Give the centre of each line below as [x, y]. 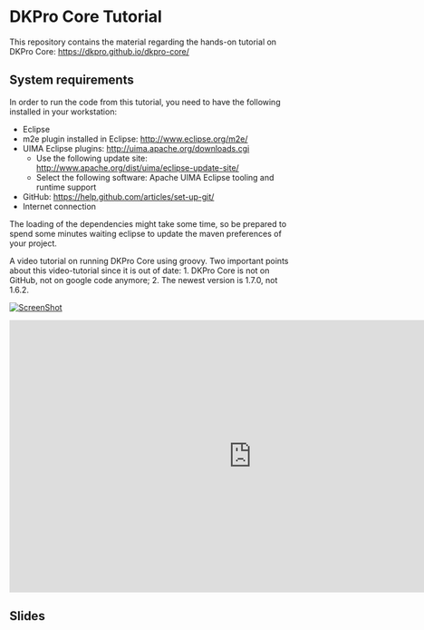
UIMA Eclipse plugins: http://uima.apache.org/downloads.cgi [136, 148]
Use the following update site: [92, 158]
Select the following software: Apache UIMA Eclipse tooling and [155, 177]
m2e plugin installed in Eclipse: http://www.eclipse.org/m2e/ [135, 139]
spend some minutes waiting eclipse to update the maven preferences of [146, 233]
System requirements [72, 80]
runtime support [66, 187]
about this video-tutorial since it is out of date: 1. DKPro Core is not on [140, 271]
